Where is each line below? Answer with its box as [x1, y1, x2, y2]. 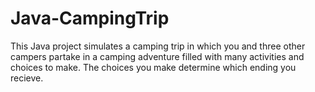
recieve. [10, 72, 44, 84]
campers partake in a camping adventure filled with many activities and [10, 50, 305, 62]
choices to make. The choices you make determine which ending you [10, 61, 297, 73]
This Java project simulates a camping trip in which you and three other [10, 40, 306, 52]
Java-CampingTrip [10, 7, 170, 30]
